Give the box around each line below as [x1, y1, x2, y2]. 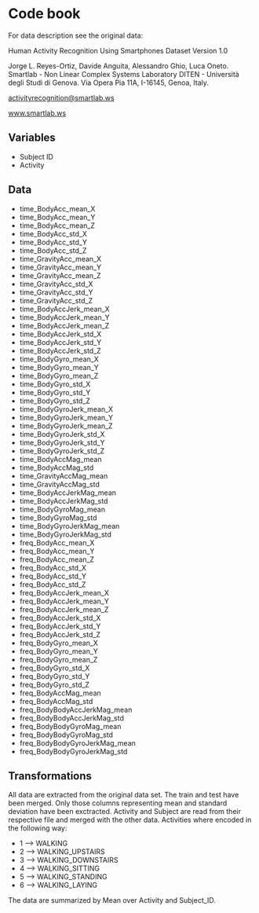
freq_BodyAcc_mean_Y [19, 546, 95, 555]
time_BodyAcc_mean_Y [19, 212, 96, 222]
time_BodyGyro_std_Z [19, 396, 90, 405]
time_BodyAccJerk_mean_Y [19, 312, 110, 322]
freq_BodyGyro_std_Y [19, 671, 90, 680]
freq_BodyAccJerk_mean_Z [19, 604, 109, 614]
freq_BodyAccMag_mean [19, 688, 102, 698]
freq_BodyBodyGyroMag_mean [19, 721, 122, 731]
